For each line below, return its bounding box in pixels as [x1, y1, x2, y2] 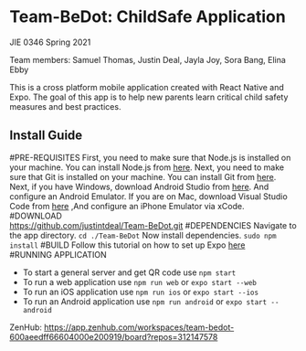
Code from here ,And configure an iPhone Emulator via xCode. [9, 200, 245, 211]
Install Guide [9, 128, 83, 144]
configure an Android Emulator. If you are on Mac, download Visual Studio [9, 190, 288, 202]
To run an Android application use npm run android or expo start [22, 295, 268, 307]
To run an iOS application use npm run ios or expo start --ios [22, 286, 259, 297]
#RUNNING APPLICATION [9, 249, 107, 260]
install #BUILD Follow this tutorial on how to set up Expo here [9, 239, 246, 250]
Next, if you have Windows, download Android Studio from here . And [9, 181, 269, 192]
